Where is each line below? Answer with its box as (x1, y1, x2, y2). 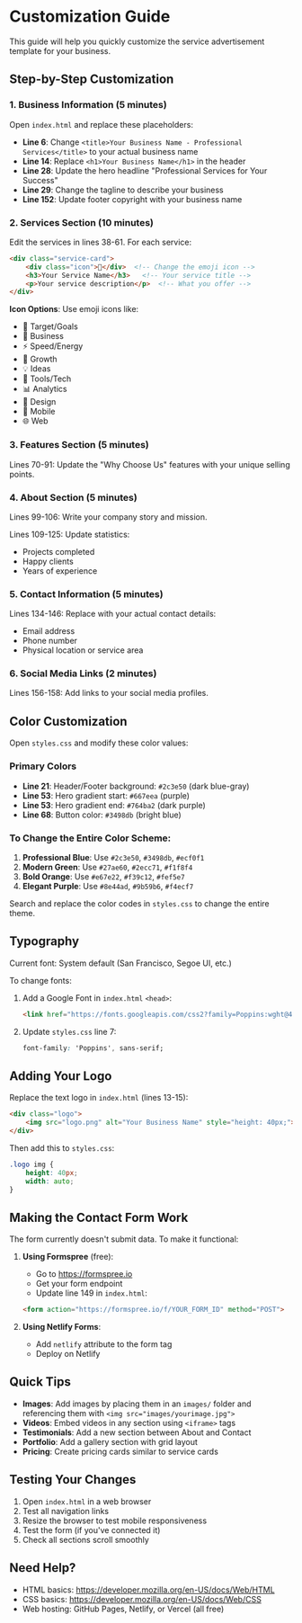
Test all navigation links (22, 1505, 110, 1516)
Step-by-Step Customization (9, 72, 174, 87)
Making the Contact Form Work (9, 1209, 189, 1225)
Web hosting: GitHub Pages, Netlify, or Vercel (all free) (22, 1603, 225, 1614)
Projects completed (22, 546, 95, 557)
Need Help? (9, 1560, 76, 1575)
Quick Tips (9, 1374, 72, 1390)
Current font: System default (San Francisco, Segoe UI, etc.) (9, 958, 232, 968)
